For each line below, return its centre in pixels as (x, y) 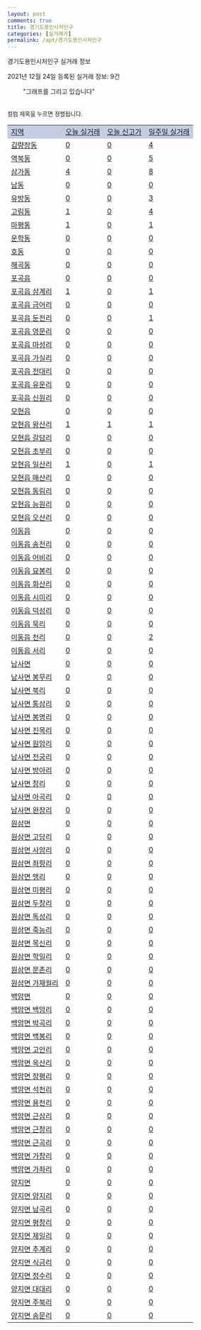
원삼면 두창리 (31, 904)
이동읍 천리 (28, 638)
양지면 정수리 (31, 1276)
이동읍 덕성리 (31, 611)
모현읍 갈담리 (31, 438)
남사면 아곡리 (31, 797)
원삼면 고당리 (31, 837)
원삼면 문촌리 (31, 970)
